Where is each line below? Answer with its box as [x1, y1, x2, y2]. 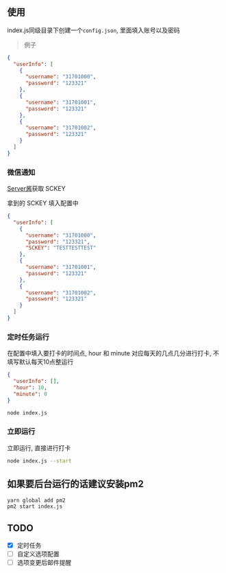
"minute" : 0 [13, 390, 48, 397]
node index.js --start [7, 457, 72, 465]
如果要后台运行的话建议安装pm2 [7, 478, 144, 490]
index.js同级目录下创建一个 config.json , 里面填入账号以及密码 [7, 26, 180, 34]
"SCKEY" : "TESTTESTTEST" [25, 244, 97, 252]
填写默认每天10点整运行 [7, 358, 74, 366]
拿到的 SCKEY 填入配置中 [7, 199, 79, 207]
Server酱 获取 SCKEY [7, 185, 66, 193]
